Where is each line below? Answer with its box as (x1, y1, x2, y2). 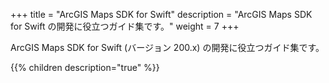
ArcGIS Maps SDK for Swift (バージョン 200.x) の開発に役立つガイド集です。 (10, 42, 325, 53)
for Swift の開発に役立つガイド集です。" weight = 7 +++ (10, 20, 240, 32)
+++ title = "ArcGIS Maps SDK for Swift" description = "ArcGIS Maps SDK (10, 9, 313, 20)
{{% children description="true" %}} (10, 62, 160, 73)
